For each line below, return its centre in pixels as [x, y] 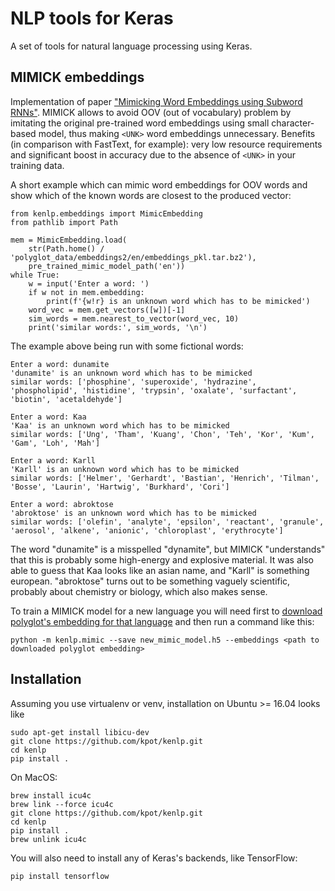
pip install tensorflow [60, 876]
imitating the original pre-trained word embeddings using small [140, 123]
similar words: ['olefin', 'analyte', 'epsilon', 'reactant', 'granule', [167, 522]
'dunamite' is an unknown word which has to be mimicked [131, 373]
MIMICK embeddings [77, 77]
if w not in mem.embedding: [86, 292]
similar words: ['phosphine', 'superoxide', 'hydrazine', [133, 382]
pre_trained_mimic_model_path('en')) [107, 266]
